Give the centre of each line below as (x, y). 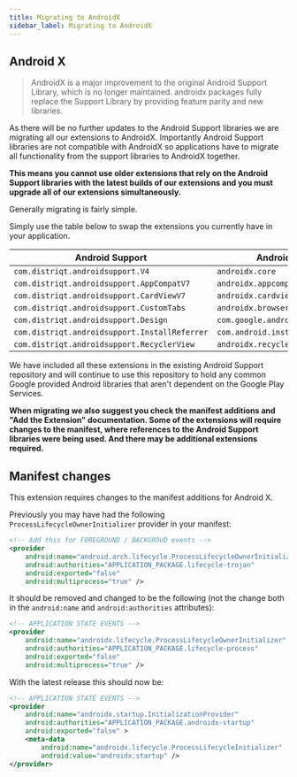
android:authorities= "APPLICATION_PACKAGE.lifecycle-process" (142, 649)
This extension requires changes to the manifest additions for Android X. (141, 497)
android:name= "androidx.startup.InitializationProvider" (132, 715)
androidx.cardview (255, 296)
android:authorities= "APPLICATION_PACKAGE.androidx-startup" (140, 723)
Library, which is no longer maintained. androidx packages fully (146, 92)
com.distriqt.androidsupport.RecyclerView (104, 345)
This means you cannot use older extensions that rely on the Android (138, 173)
